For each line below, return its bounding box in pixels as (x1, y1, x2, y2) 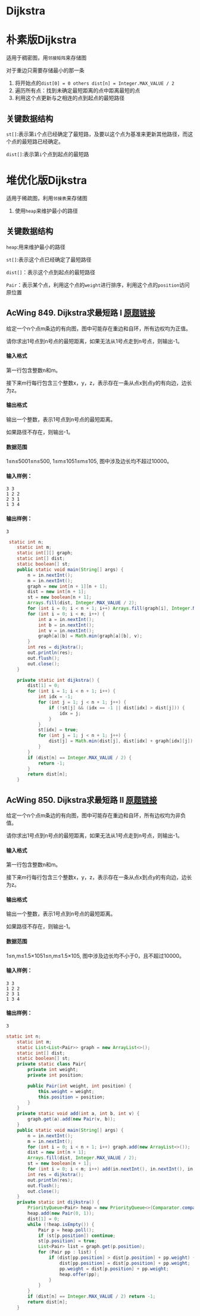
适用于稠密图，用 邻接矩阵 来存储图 (6, 54, 87, 61)
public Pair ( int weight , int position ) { (27, 1083, 132, 1089)
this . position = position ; (37, 1094, 105, 1100)
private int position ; (27, 1072, 84, 1078)
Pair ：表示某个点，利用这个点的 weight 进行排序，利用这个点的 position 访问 (6, 281, 190, 288)
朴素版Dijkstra (6, 33, 77, 47)
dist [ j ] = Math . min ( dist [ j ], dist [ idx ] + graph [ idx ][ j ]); (48, 738, 196, 744)
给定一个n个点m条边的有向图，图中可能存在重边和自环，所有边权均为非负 (6, 812, 186, 819)
